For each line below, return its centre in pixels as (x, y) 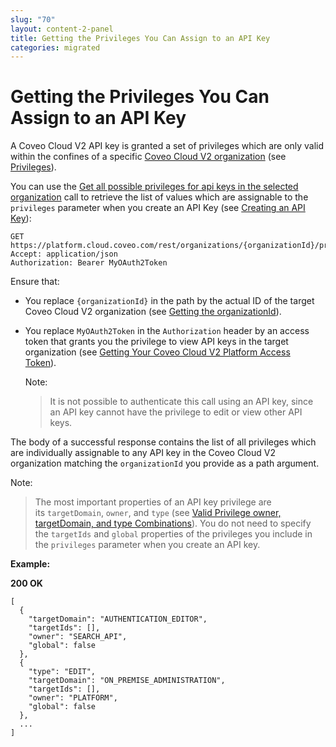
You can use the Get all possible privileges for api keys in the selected (154, 187)
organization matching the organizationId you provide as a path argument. (165, 463)
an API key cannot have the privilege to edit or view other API (176, 412)
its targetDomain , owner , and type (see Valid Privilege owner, (158, 513)
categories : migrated (55, 47)
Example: (30, 564)
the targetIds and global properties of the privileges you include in (173, 534)
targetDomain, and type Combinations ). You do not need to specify (173, 523)
